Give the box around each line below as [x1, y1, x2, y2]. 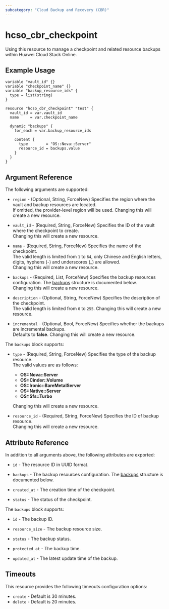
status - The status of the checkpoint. [12, 497, 92, 502]
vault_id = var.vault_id [10, 110, 62, 116]
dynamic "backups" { [10, 124, 53, 129]
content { [14, 137, 35, 142]
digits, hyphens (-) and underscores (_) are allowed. [12, 259, 121, 265]
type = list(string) [10, 93, 53, 98]
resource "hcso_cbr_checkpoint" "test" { [5, 106, 94, 111]
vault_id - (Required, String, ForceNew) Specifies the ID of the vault [12, 222, 155, 229]
